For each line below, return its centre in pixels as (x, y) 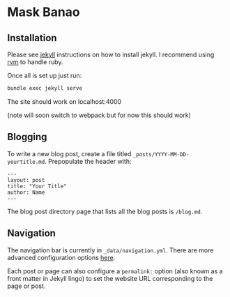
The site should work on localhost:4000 (64, 101)
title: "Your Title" (37, 186)
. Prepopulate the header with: (88, 161)
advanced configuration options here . (61, 257)
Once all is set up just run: (45, 75)
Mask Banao (44, 12)
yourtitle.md (26, 162)
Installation (32, 38)
